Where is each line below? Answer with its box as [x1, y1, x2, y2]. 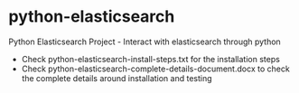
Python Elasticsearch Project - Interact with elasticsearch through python [8, 36, 281, 47]
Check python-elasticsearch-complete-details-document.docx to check [21, 63, 290, 74]
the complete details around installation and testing [21, 72, 213, 83]
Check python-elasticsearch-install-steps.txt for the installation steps [21, 53, 281, 64]
